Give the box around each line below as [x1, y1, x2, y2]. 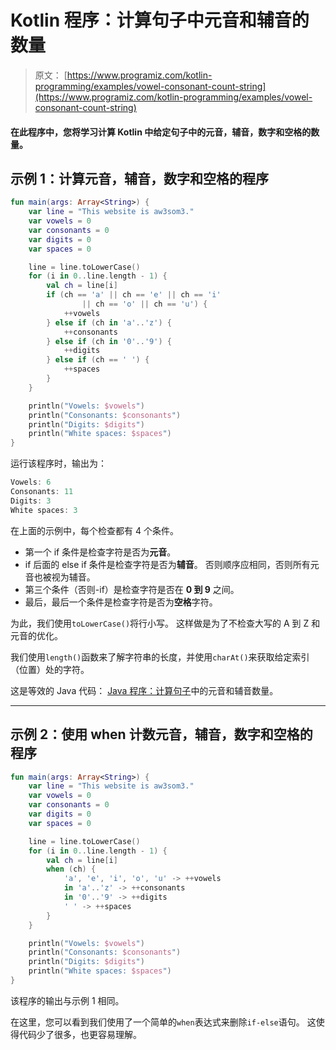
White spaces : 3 [10, 505, 78, 515]
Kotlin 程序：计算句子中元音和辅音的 [10, 9, 310, 32]
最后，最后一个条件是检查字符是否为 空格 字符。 [24, 596, 218, 608]
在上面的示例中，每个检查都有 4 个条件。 [10, 524, 179, 536]
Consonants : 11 [10, 487, 74, 497]
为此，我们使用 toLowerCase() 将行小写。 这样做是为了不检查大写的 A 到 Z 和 [10, 617, 321, 629]
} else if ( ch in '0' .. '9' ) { [46, 336, 172, 346]
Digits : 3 [10, 496, 52, 506]
